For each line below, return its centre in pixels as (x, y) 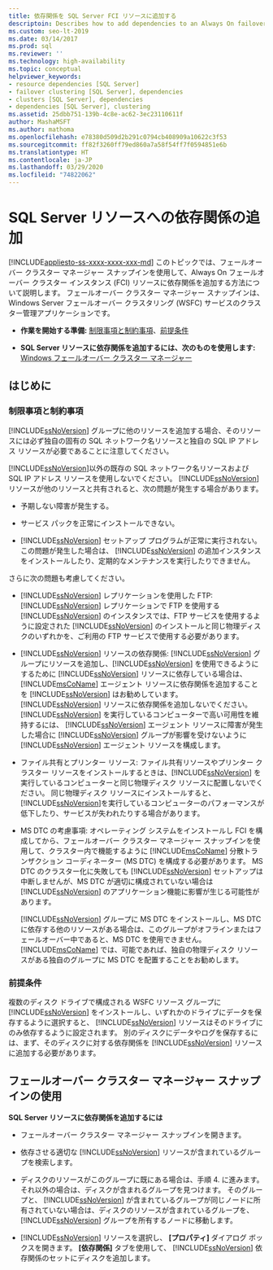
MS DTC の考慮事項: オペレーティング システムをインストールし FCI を (138, 830)
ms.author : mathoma (41, 129)
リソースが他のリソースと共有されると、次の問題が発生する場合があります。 (136, 488)
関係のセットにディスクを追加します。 (91, 1258)
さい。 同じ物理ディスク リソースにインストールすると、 (121, 793)
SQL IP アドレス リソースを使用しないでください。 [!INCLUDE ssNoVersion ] (134, 478)
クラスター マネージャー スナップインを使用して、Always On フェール (141, 272)
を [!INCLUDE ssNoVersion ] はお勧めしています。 (101, 694)
